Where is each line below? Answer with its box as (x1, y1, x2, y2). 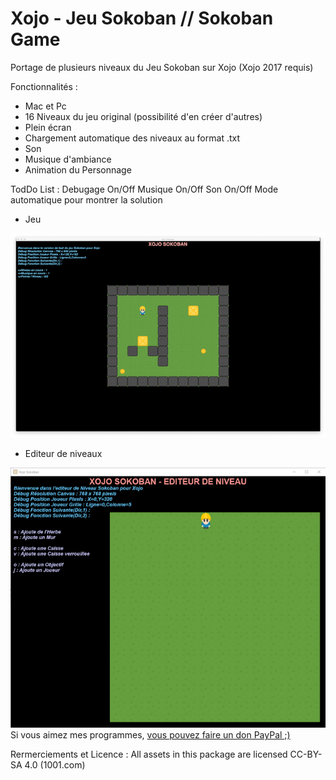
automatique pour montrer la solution (10, 193, 163, 206)
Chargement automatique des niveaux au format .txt (24, 132, 241, 144)
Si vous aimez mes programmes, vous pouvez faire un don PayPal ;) (10, 729, 291, 741)
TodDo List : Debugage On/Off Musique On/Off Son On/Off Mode (10, 183, 279, 195)
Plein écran (24, 121, 72, 133)
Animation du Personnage (24, 163, 132, 176)
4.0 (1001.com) (24, 759, 86, 771)
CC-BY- (289, 748, 323, 761)
